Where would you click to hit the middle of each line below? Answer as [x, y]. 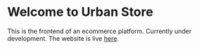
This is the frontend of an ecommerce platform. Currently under [99, 31]
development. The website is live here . [63, 38]
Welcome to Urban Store [80, 12]
